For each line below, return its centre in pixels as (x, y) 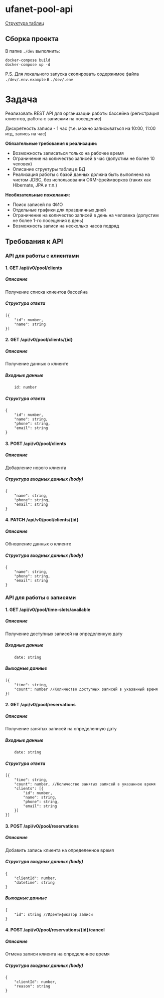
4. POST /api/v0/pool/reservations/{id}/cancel (55, 930)
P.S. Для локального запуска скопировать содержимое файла (72, 74)
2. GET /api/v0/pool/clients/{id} (39, 340)
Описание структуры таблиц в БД (49, 169)
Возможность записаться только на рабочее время (68, 153)
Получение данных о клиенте (37, 364)
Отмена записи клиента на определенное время (57, 954)
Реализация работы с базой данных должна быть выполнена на (81, 174)
